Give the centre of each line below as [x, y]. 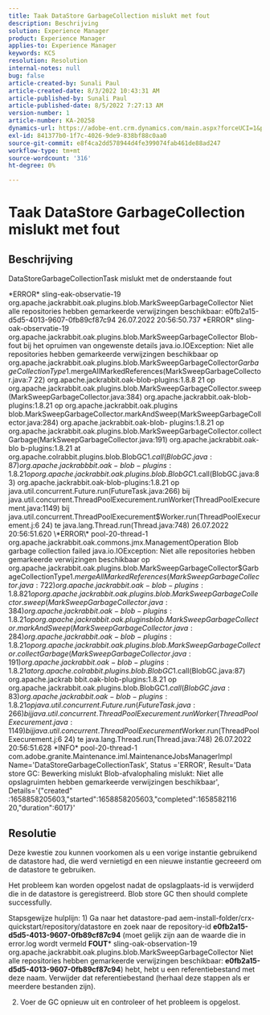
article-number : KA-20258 [51, 121]
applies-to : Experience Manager [62, 46]
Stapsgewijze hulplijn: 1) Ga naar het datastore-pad [93, 918]
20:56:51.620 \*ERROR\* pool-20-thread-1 [78, 534]
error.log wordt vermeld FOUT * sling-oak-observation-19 [103, 943]
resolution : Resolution [48, 61]
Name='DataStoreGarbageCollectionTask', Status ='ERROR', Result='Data [130, 765]
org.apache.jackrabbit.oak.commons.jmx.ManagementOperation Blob [123, 543]
